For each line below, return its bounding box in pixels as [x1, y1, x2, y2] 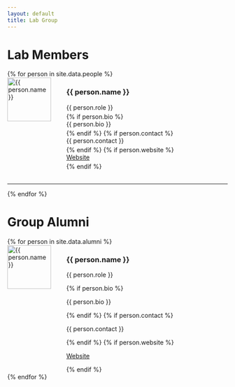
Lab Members [7, 47, 90, 63]
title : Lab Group [7, 17, 58, 24]
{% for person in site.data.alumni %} [7, 237, 113, 245]
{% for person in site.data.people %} [7, 70, 113, 78]
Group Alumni [7, 214, 90, 230]
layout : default [7, 10, 55, 17]
